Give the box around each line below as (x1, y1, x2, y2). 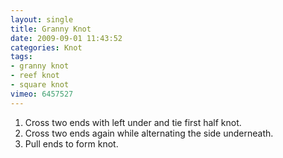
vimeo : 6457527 (10, 89, 74, 99)
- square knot (10, 80, 70, 90)
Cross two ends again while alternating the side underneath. (24, 127, 274, 139)
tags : (10, 52, 33, 62)
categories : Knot (10, 42, 83, 53)
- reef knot (10, 71, 60, 81)
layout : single (10, 14, 74, 25)
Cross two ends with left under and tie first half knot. (24, 116, 242, 128)
